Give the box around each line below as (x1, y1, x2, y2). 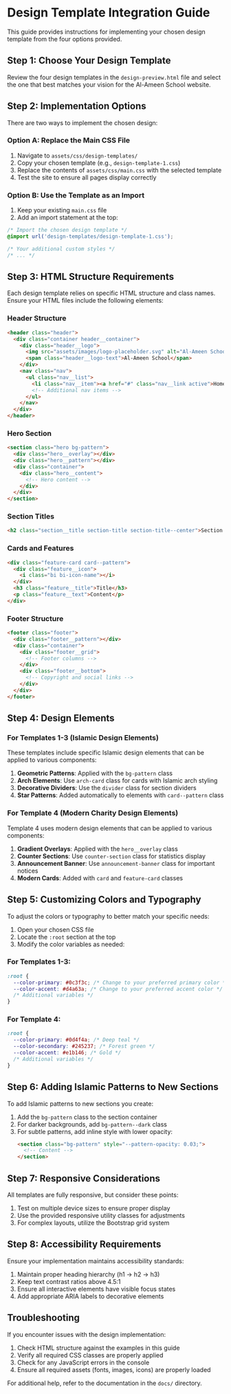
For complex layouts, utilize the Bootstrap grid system (16, 1219, 170, 1227)
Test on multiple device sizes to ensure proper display (16, 1204, 170, 1212)
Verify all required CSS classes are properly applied (16, 1351, 164, 1359)
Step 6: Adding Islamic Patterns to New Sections (7, 1081, 219, 1093)
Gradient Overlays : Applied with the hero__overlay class (16, 845, 179, 853)
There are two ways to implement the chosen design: (7, 118, 158, 127)
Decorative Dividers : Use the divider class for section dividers (16, 784, 197, 792)
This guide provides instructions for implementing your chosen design (7, 28, 206, 36)
